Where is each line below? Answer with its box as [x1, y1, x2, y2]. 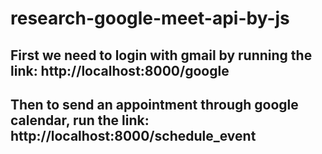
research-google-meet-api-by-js [10, 7, 290, 30]
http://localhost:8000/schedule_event [10, 127, 257, 144]
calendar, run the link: [10, 112, 150, 129]
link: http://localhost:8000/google [10, 62, 230, 79]
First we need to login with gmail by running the [10, 47, 313, 64]
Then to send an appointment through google [10, 96, 299, 113]
